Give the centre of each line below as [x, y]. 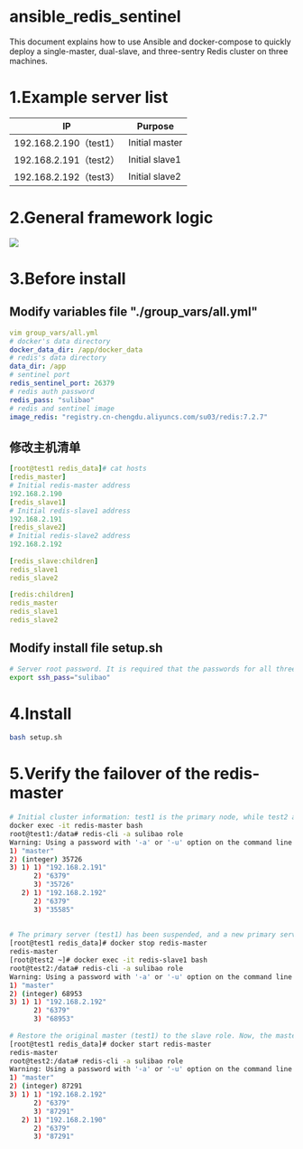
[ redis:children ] [42, 595]
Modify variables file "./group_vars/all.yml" [134, 312]
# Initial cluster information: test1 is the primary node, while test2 [149, 817]
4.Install [41, 714]
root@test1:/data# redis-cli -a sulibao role [96, 833]
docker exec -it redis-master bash [76, 826]
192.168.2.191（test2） [67, 160]
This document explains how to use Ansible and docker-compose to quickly [150, 42]
